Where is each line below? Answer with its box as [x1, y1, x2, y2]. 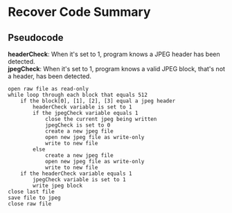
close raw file [8, 201, 52, 207]
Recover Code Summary [8, 4, 151, 20]
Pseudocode [8, 32, 64, 44]
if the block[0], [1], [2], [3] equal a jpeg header [20, 98, 176, 104]
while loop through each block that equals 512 [8, 91, 148, 98]
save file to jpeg [8, 194, 61, 201]
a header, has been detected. [8, 72, 92, 80]
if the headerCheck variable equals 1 [20, 170, 132, 177]
